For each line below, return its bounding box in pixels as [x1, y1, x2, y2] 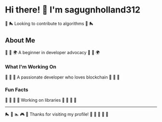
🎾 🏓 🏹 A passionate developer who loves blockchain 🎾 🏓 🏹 [5, 74, 120, 80]
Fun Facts [5, 86, 28, 93]
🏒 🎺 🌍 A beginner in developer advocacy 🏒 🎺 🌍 [5, 49, 100, 55]
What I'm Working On [5, 63, 56, 70]
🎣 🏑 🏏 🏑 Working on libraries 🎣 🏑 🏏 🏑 [5, 97, 77, 103]
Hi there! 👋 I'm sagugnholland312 [5, 4, 141, 15]
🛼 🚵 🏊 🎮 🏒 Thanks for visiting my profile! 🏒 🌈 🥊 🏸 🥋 [5, 111, 108, 117]
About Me [5, 36, 35, 45]
